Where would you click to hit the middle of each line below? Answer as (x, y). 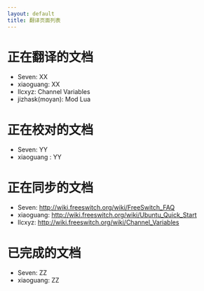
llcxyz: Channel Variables (54, 92)
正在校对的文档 (50, 130)
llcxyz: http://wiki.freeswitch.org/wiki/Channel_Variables (98, 222)
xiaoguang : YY (39, 157)
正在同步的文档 (50, 188)
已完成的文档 (45, 253)
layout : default (31, 14)
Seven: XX (32, 77)
